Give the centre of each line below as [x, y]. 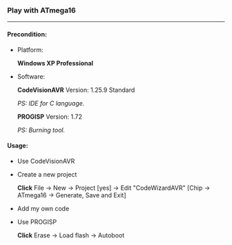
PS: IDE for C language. [51, 103]
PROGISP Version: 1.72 [50, 117]
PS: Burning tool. [41, 130]
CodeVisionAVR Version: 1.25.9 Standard [76, 90]
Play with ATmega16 [41, 10]
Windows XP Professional [55, 63]
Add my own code [43, 208]
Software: [31, 76]
